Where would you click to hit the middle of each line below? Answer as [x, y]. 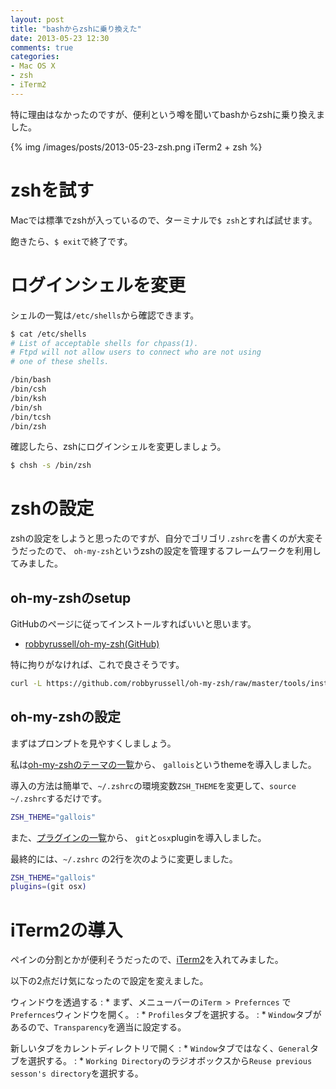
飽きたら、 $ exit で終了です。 [71, 241]
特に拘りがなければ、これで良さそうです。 [97, 664]
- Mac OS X [33, 66]
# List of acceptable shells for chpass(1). [104, 343]
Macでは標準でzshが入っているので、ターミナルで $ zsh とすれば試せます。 [164, 220]
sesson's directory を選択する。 [77, 1073]
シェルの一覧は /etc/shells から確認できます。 [105, 315]
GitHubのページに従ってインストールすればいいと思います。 [133, 624]
